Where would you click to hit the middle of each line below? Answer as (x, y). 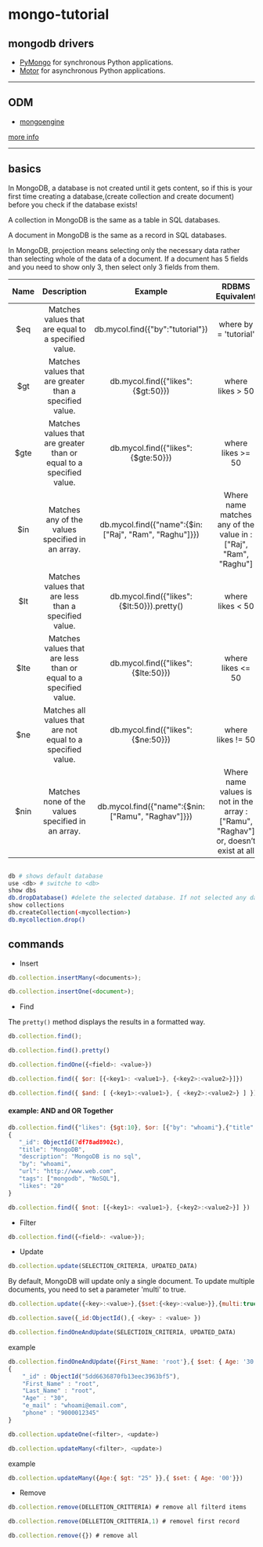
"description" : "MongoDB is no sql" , (80, 1157)
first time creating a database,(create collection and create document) (121, 196)
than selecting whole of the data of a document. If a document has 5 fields (128, 258)
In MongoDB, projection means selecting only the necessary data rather (124, 250)
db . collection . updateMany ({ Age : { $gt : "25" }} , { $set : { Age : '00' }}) (126, 1478)
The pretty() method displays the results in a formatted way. (107, 1022)
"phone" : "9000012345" (61, 1413)
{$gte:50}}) (151, 457)
